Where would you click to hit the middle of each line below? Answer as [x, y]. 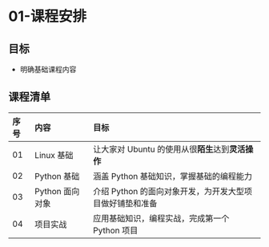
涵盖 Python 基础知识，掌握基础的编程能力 [173, 176]
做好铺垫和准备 [129, 203]
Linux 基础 [54, 155]
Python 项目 [116, 230]
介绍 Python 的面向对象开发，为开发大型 [169, 191]
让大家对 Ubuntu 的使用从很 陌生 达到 [161, 149]
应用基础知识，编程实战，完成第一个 [161, 218]
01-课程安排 [48, 16]
